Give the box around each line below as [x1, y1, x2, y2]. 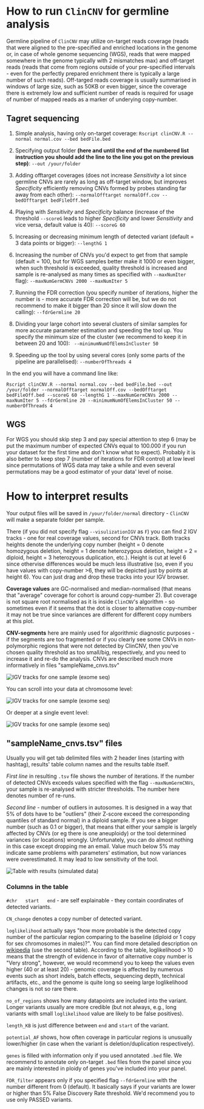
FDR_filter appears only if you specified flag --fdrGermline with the [6, 1076, 177, 1083]
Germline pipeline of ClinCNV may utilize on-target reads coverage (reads [6, 37, 189, 45]
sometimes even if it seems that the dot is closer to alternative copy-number [6, 604, 197, 612]
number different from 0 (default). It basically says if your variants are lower [6, 1083, 196, 1090]
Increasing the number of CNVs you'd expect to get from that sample [15, 251, 188, 259]
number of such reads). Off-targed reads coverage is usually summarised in [6, 76, 197, 84]
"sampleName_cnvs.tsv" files [6, 738, 123, 748]
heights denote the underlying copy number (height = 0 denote [6, 541, 165, 548]
